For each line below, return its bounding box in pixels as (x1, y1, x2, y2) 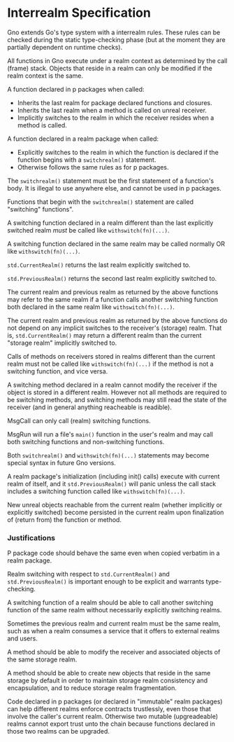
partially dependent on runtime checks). (7, 43, 123, 51)
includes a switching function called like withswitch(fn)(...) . (7, 487, 185, 495)
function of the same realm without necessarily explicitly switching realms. (7, 606, 222, 614)
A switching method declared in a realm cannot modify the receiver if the (7, 380, 218, 389)
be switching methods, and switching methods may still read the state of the (7, 395, 227, 404)
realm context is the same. (7, 71, 84, 80)
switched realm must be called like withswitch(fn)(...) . (7, 226, 170, 234)
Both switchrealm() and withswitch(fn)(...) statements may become (7, 451, 210, 460)
